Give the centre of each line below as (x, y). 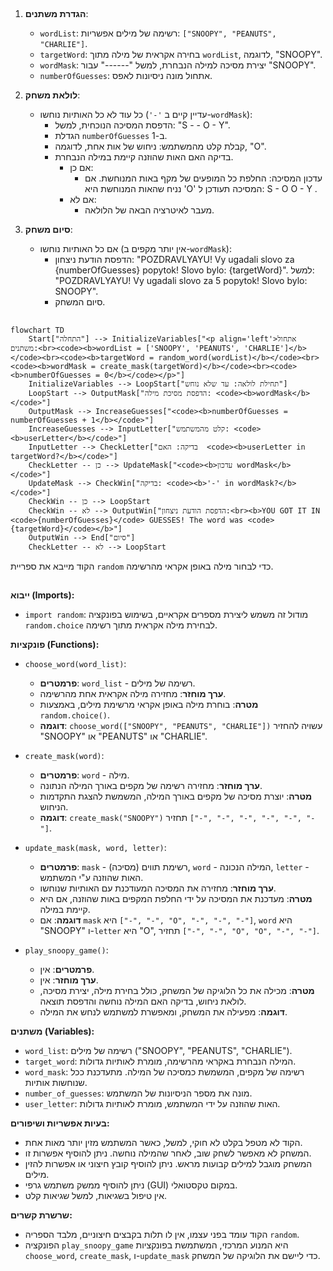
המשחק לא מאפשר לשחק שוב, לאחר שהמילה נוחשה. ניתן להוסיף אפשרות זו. (168, 1153)
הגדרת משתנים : (56, 14)
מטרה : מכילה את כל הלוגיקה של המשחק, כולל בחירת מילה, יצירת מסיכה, (177, 991)
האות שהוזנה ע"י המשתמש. (91, 878)
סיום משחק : (48, 230)
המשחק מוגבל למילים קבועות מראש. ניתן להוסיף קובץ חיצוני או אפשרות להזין (168, 1164)
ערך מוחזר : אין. (69, 980)
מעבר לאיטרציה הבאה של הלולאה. (149, 210)
